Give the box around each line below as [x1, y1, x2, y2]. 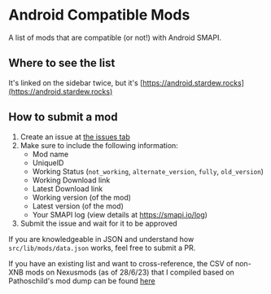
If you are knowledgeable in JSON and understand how [8, 234, 195, 244]
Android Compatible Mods [8, 6, 190, 24]
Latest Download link [32, 183, 103, 193]
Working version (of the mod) [32, 192, 132, 202]
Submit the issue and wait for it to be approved [20, 218, 177, 228]
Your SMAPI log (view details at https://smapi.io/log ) [32, 209, 208, 219]
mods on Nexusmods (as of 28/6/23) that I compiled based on [25, 267, 234, 277]
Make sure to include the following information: [20, 140, 179, 150]
